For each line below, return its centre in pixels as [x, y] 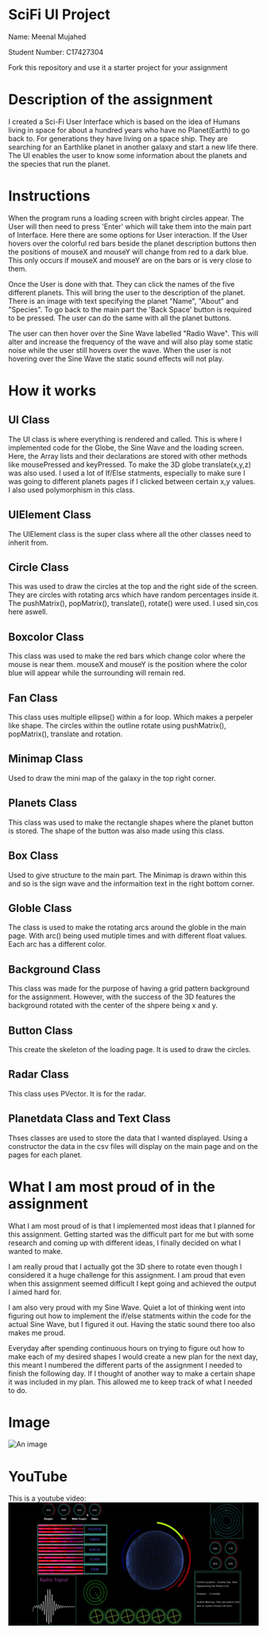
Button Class [41, 1030]
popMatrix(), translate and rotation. [66, 734]
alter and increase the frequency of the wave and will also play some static [131, 342]
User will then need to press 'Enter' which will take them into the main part [130, 226]
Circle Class [39, 567]
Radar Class [39, 1075]
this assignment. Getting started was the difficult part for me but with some [131, 1234]
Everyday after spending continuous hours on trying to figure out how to [126, 1348]
